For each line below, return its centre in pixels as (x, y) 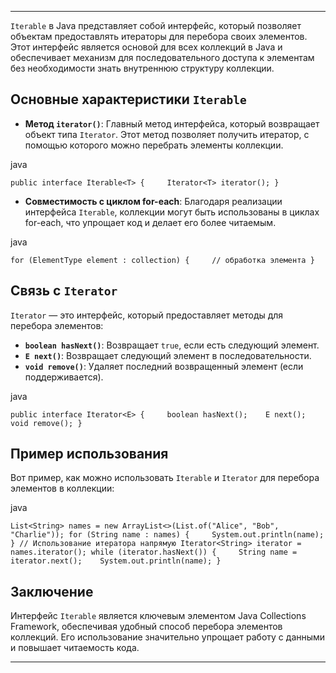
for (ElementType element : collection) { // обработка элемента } (162, 260)
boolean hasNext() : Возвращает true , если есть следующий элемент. (172, 345)
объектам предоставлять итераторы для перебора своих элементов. (159, 36)
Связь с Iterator (64, 291)
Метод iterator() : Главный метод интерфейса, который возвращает (172, 123)
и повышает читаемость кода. (75, 648)
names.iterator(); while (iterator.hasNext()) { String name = (154, 552)
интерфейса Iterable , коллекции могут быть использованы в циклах (172, 212)
